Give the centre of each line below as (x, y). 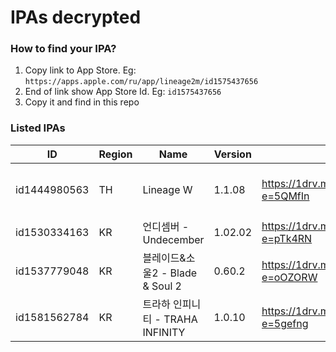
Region (115, 154)
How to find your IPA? (63, 49)
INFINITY (164, 332)
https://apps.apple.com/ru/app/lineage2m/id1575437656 (141, 82)
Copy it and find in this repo (82, 102)
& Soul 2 (162, 286)
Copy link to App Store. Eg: (80, 70)
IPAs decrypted (76, 17)
